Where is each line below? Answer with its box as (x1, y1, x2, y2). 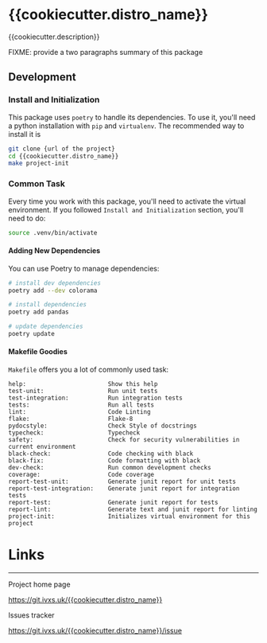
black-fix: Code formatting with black (8, 457, 201, 465)
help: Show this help (8, 380, 158, 388)
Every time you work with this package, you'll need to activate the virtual (8, 197, 246, 206)
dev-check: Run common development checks (8, 464, 212, 472)
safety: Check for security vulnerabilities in (8, 436, 240, 444)
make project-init (8, 159, 69, 168)
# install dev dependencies (8, 279, 102, 287)
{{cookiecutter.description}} (8, 32, 100, 41)
